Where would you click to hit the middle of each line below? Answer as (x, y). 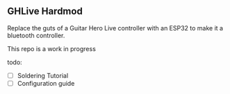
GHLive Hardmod (45, 11)
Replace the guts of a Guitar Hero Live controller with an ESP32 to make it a (115, 28)
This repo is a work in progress (51, 48)
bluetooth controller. (36, 35)
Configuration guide (46, 83)
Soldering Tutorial (43, 75)
